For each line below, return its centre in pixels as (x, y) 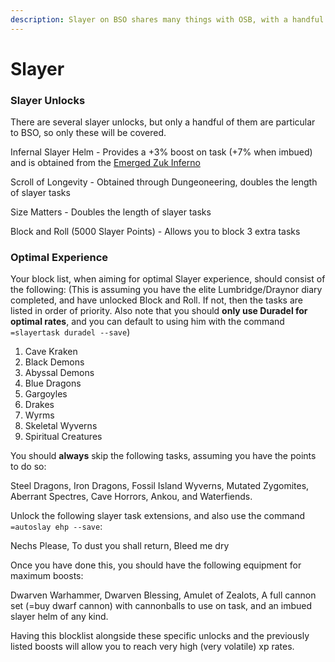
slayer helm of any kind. (59, 617)
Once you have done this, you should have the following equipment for (156, 565)
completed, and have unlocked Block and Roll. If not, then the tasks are (156, 300)
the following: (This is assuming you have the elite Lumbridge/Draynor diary (166, 290)
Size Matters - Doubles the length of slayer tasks (111, 212)
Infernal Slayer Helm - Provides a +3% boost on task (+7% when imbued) (161, 152)
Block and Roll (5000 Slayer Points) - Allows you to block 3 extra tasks (155, 232)
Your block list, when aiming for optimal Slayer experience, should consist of (168, 279)
